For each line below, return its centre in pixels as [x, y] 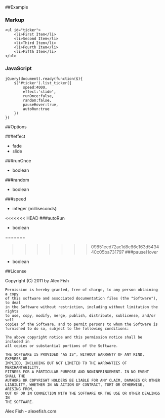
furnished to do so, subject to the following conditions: [67, 328]
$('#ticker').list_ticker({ [43, 83]
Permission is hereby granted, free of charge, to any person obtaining [82, 290]
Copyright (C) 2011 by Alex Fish [37, 280]
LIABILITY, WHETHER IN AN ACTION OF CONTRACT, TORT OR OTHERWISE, [75, 384]
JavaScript [19, 69]
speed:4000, [35, 87]
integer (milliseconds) [34, 208]
